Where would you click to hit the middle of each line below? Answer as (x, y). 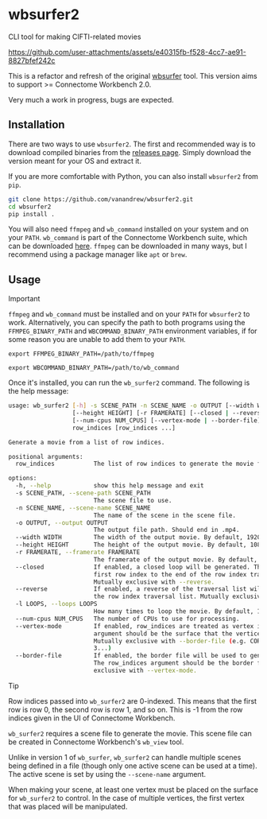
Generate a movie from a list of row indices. (87, 442)
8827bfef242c (32, 60)
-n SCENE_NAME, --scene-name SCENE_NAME (83, 508)
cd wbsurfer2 (30, 207)
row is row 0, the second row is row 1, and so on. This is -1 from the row (126, 709)
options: (23, 479)
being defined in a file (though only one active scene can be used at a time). (133, 766)
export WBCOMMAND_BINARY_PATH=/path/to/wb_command (94, 368)
